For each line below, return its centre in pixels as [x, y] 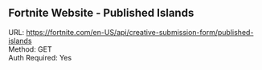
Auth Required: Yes [40, 57]
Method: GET [30, 49]
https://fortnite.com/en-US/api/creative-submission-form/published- [140, 32]
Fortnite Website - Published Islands [101, 13]
